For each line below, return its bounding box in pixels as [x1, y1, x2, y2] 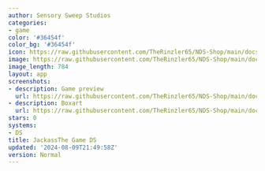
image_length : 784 [8, 63, 69, 71]
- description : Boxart [8, 99, 83, 107]
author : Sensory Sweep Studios [8, 11, 111, 20]
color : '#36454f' [8, 33, 65, 42]
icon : [8, 48, 26, 56]
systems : [8, 121, 37, 129]
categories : [8, 19, 47, 27]
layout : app [8, 70, 47, 78]
